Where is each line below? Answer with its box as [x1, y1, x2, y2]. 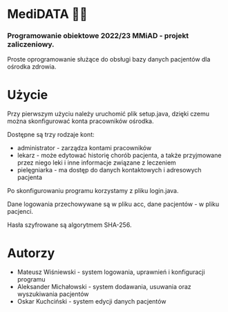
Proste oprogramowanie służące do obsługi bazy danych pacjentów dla [7, 55, 211, 64]
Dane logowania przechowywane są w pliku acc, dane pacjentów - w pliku [7, 200, 220, 208]
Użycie [7, 86, 48, 102]
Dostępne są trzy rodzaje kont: [7, 131, 95, 139]
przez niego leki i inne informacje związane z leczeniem [17, 158, 176, 167]
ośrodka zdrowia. [7, 62, 57, 71]
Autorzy [7, 245, 55, 261]
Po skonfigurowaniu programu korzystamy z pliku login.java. [7, 187, 179, 195]
